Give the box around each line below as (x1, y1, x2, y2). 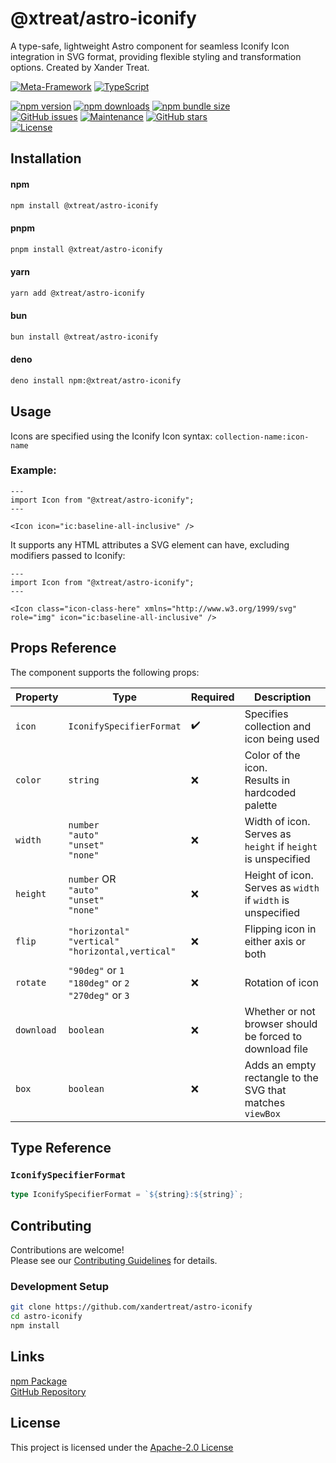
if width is (244, 893, 290, 907)
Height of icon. (244, 868, 314, 882)
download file (244, 1042, 308, 1056)
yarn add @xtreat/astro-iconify (10, 288, 145, 298)
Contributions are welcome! (10, 1244, 125, 1256)
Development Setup (10, 1279, 109, 1293)
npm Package (10, 1375, 68, 1387)
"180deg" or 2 (68, 975, 130, 989)
